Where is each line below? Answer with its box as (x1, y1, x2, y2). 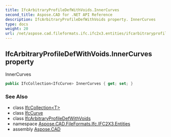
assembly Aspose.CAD (12, 126, 61, 132)
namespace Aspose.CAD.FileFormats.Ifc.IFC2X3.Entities (12, 120, 131, 127)
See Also (5, 93, 28, 100)
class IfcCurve (12, 110, 43, 116)
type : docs (5, 21, 28, 27)
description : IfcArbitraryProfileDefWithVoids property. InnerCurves (5, 17, 156, 22)
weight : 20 (5, 26, 28, 31)
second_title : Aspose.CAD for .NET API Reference (5, 12, 113, 17)
